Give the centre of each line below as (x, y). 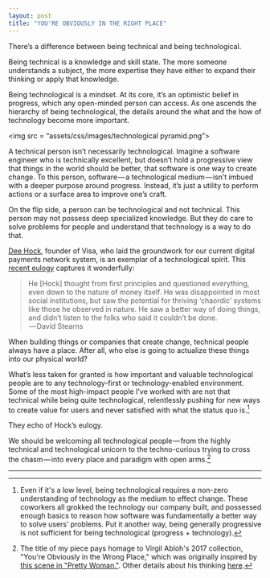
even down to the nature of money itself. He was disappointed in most (144, 292)
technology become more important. (69, 120)
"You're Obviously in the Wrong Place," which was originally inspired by (138, 556)
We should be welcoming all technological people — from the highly (120, 441)
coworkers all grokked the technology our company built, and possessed (141, 506)
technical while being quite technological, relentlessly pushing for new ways (135, 400)
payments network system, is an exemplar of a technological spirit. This (127, 259)
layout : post (30, 16)
